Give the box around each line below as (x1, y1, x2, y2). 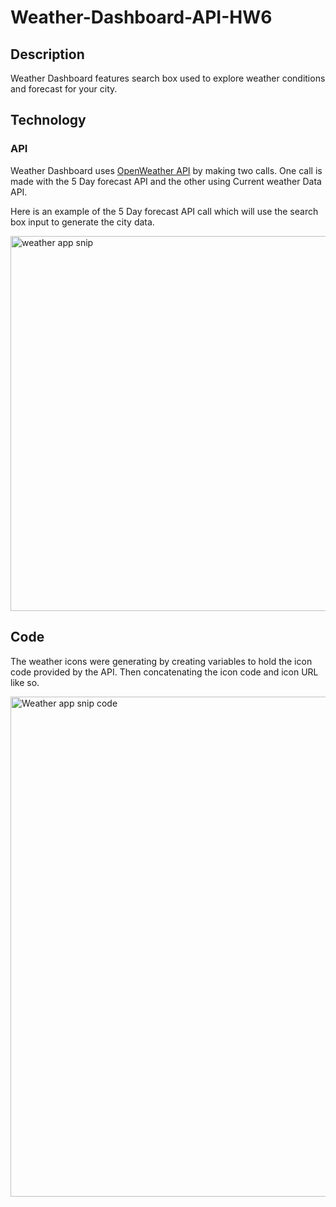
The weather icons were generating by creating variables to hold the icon (10, 655, 313, 667)
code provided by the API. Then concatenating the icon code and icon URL (10, 666, 319, 678)
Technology (10, 112, 87, 129)
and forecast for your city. (10, 83, 118, 95)
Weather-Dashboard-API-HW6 (10, 6, 273, 29)
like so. (10, 676, 40, 688)
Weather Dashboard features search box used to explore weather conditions (10, 72, 326, 84)
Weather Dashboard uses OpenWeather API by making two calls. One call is (10, 164, 323, 176)
